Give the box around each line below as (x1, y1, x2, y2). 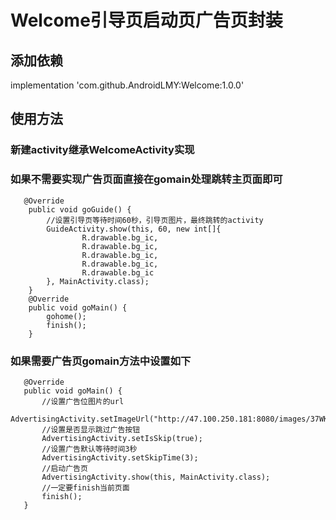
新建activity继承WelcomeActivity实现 (10, 143, 195, 157)
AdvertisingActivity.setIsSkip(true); (41, 433, 203, 443)
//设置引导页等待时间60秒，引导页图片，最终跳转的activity (46, 215, 264, 225)
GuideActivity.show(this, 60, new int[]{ (46, 224, 222, 234)
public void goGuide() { (28, 204, 132, 215)
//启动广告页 (41, 463, 88, 473)
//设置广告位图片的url (41, 396, 125, 406)
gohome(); (46, 311, 87, 321)
